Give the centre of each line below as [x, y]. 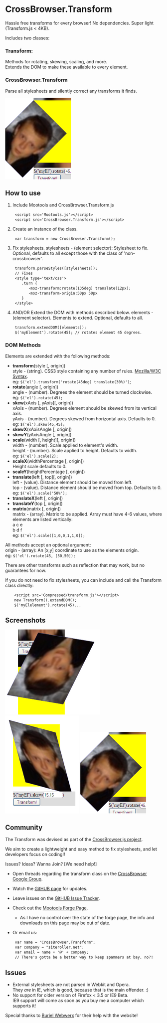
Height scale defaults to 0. [39, 466]
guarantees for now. [26, 570]
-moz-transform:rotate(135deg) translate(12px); [80, 288]
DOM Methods [23, 345]
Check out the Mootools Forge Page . [50, 908]
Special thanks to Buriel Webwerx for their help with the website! [72, 1016]
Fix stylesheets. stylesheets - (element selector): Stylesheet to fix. [80, 248]
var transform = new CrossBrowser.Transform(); [65, 239]
